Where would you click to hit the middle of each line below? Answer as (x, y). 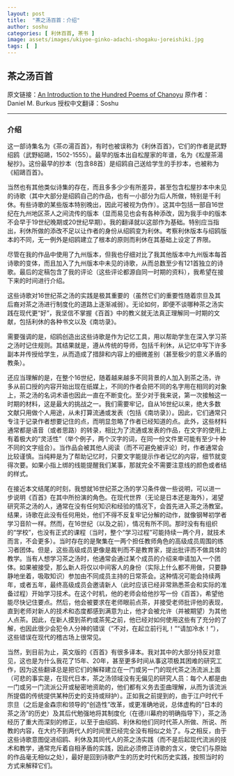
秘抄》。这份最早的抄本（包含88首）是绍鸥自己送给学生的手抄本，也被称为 (113, 164)
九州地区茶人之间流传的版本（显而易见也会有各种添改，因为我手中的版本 (123, 213)
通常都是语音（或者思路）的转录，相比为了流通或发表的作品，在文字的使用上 (117, 430)
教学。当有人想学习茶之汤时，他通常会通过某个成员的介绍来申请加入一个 (111, 559)
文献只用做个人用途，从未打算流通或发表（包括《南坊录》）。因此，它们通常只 (117, 412)
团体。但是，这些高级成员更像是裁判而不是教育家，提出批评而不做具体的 (123, 550)
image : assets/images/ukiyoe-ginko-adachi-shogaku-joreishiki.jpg (106, 40)
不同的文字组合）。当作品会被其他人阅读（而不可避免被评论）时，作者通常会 (116, 447)
